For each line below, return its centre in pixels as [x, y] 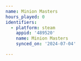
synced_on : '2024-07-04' [46, 44]
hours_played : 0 [25, 17]
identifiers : [21, 22]
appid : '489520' [36, 33]
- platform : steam [33, 28]
